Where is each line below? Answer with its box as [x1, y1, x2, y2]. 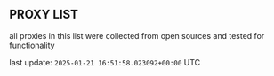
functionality [9, 40, 55, 50]
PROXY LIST [9, 7, 78, 22]
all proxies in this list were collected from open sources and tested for [9, 30, 265, 41]
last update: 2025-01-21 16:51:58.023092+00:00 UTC [9, 57, 201, 67]
